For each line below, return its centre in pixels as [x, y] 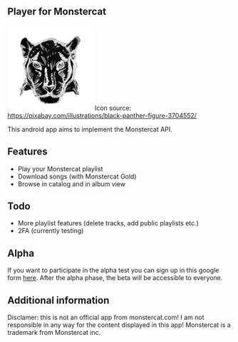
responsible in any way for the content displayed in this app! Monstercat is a [119, 325]
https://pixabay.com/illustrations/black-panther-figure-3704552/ [102, 115]
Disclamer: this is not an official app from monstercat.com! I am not [106, 317]
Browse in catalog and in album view [72, 183]
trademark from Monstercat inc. [54, 333]
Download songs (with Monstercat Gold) [77, 176]
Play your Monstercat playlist [60, 169]
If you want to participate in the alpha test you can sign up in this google [113, 270]
